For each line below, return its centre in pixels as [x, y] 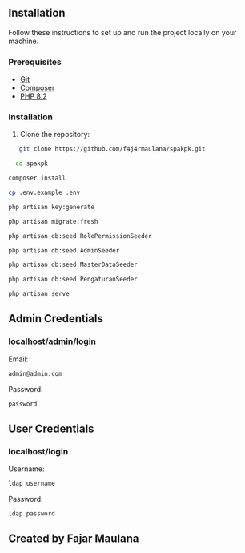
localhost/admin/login [52, 341]
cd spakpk [32, 163]
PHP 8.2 [33, 96]
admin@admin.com [35, 373]
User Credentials [51, 428]
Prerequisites [35, 62]
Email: [18, 359]
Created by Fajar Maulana [74, 539]
